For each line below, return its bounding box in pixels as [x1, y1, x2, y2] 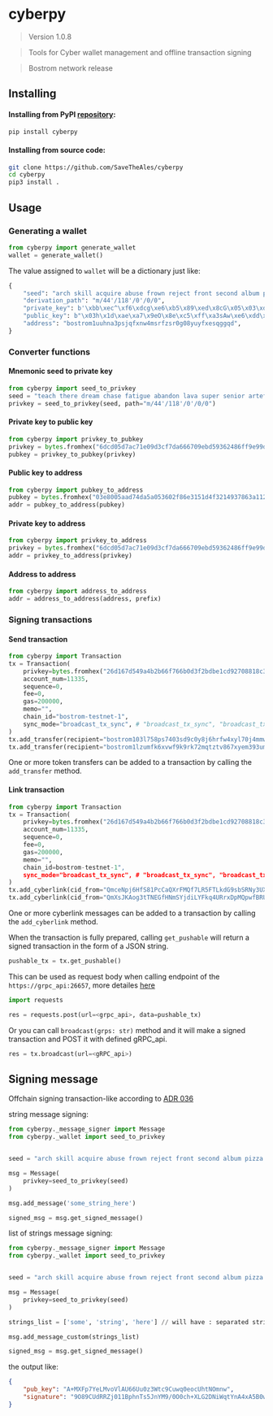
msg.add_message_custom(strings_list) [8, 1332, 140, 1341]
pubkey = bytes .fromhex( [8, 493, 93, 502]
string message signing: [8, 1110, 89, 1119]
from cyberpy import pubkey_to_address [8, 485, 144, 494]
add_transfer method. [8, 766, 83, 776]
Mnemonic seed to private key [8, 367, 113, 376]
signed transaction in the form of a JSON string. [8, 941, 169, 951]
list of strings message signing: [8, 1228, 113, 1238]
